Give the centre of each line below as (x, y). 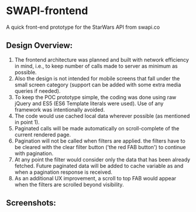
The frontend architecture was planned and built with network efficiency (102, 59)
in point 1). (27, 122)
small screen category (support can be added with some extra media (98, 85)
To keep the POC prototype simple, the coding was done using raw (95, 97)
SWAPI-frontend (47, 11)
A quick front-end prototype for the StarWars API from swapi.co (83, 27)
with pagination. (34, 153)
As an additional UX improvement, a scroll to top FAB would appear (95, 178)
